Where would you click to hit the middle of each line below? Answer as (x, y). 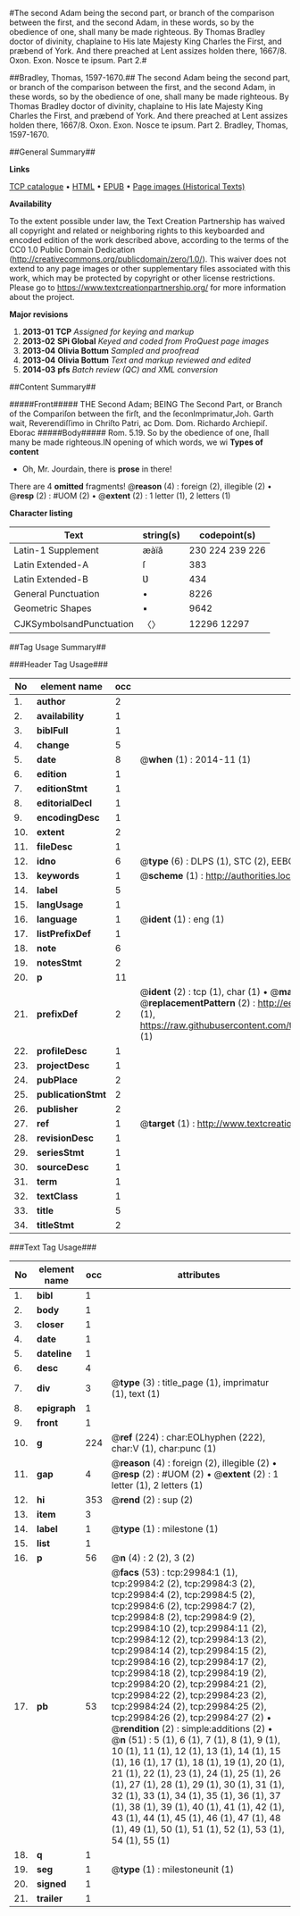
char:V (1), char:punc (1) (164, 1448)
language (57, 919)
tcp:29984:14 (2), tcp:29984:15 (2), (189, 1650)
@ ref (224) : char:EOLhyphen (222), (188, 1437)
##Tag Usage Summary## (58, 647)
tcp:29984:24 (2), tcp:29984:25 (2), (189, 1707)
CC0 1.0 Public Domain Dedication (72, 250)
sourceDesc (63, 1167)
